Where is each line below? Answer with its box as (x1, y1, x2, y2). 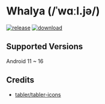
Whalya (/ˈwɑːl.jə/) (6, 4, 100, 18)
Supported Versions (6, 41, 83, 52)
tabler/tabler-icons (14, 91, 61, 98)
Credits (6, 75, 35, 85)
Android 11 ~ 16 (6, 57, 44, 64)
